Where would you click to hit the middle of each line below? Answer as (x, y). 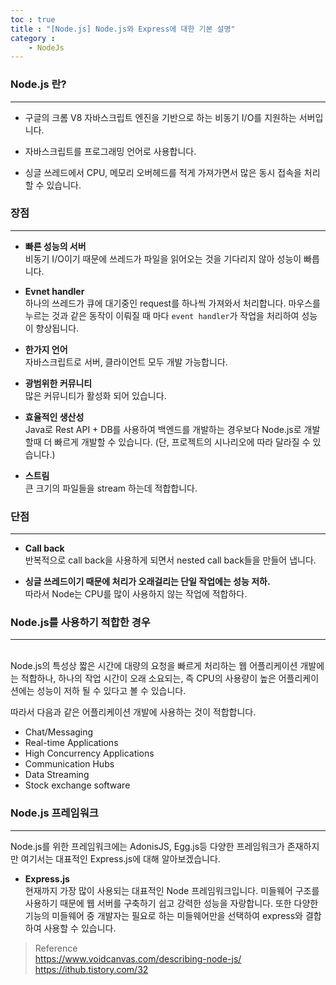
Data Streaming (57, 775)
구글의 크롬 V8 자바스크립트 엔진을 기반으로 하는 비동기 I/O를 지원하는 (160, 117)
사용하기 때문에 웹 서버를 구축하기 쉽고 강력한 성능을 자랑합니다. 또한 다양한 (171, 903)
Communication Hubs (69, 764)
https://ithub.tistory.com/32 (91, 969)
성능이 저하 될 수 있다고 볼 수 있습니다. (111, 691)
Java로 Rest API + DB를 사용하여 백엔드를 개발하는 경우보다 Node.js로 (163, 429)
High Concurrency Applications (89, 753)
